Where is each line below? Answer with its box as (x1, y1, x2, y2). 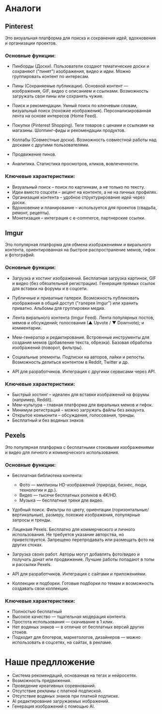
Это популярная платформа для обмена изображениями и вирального (5, 242, 151, 248)
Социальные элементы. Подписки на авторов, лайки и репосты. (12, 354, 146, 360)
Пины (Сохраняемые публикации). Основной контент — (12, 83, 129, 89)
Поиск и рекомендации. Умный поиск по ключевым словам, (12, 103, 138, 109)
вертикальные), (12, 512, 45, 518)
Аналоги (5, 3, 41, 14)
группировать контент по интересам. (12, 74, 89, 79)
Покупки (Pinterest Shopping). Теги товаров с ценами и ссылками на (12, 122, 154, 128)
